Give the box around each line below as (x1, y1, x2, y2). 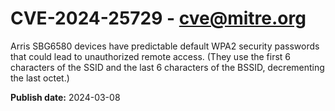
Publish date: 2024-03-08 (10, 91, 121, 103)
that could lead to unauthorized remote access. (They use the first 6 (10, 50, 292, 62)
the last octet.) (10, 72, 70, 84)
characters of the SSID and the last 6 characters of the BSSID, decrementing (10, 61, 325, 73)
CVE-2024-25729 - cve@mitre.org (10, 7, 307, 30)
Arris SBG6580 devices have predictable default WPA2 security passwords (10, 40, 320, 52)
